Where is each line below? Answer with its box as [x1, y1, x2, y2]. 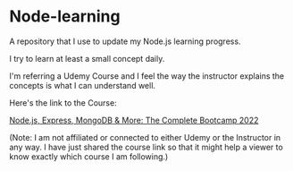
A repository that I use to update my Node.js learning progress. [9, 36, 241, 47]
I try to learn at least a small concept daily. [9, 53, 165, 64]
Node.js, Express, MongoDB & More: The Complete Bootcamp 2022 [9, 115, 259, 125]
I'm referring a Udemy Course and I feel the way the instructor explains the [9, 70, 284, 81]
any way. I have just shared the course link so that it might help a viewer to [9, 141, 283, 152]
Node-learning [9, 6, 121, 27]
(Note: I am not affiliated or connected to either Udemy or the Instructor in [9, 132, 281, 142]
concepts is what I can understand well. [9, 80, 156, 90]
